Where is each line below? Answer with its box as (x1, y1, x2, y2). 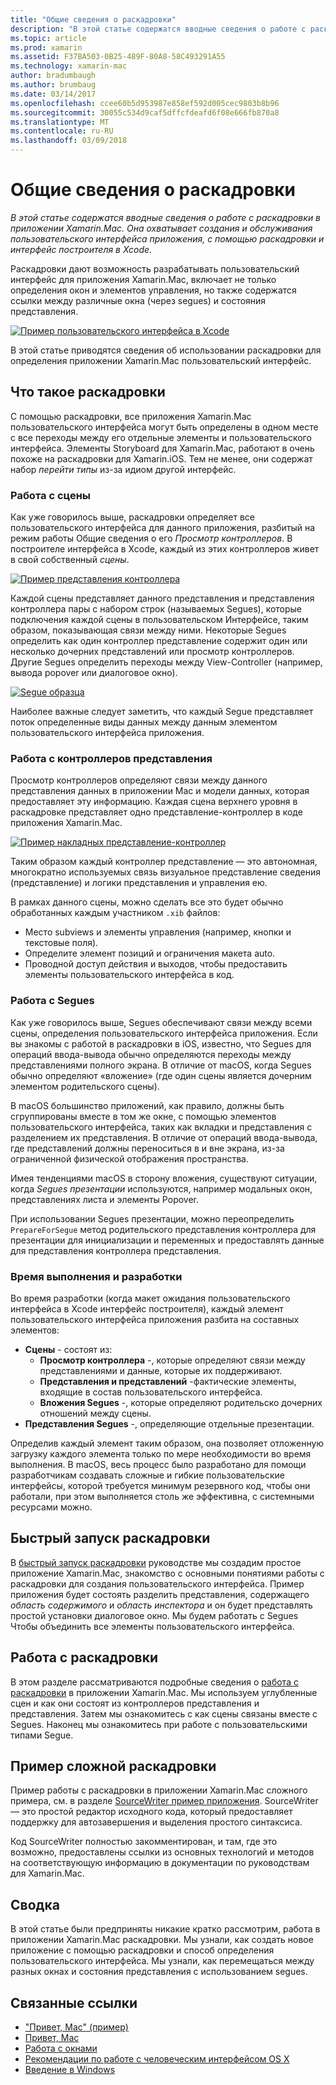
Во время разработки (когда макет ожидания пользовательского (10, 1292, 291, 1304)
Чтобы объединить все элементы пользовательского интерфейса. (10, 1620, 295, 1632)
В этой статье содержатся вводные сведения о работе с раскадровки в (10, 211, 322, 223)
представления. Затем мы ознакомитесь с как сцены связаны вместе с (10, 1707, 318, 1720)
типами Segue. (10, 1729, 74, 1741)
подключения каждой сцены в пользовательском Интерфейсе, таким (10, 614, 309, 626)
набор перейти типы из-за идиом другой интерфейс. (10, 463, 237, 475)
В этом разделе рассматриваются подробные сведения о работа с (10, 1676, 299, 1688)
